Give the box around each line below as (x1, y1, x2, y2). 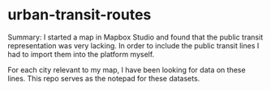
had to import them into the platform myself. (7, 49, 155, 59)
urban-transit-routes (7, 6, 152, 24)
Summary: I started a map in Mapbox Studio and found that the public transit (7, 32, 264, 42)
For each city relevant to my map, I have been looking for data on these (7, 64, 246, 74)
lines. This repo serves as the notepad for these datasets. (7, 73, 200, 83)
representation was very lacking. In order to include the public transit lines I (7, 40, 260, 50)
